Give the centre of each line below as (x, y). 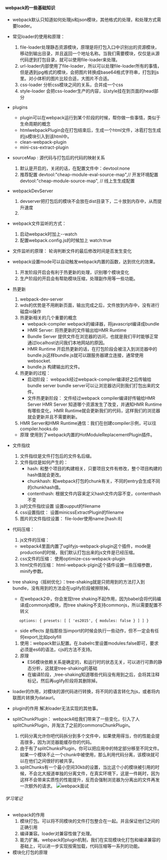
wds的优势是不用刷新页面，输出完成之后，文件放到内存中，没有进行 (89, 305)
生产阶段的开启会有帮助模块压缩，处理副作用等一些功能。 (79, 278)
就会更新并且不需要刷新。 (54, 417)
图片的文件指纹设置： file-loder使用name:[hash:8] (71, 519)
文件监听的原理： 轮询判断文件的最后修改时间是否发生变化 (72, 251)
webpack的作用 (28, 815)
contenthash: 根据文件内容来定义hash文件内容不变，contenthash (94, 494)
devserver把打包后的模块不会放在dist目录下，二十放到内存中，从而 (88, 201)
